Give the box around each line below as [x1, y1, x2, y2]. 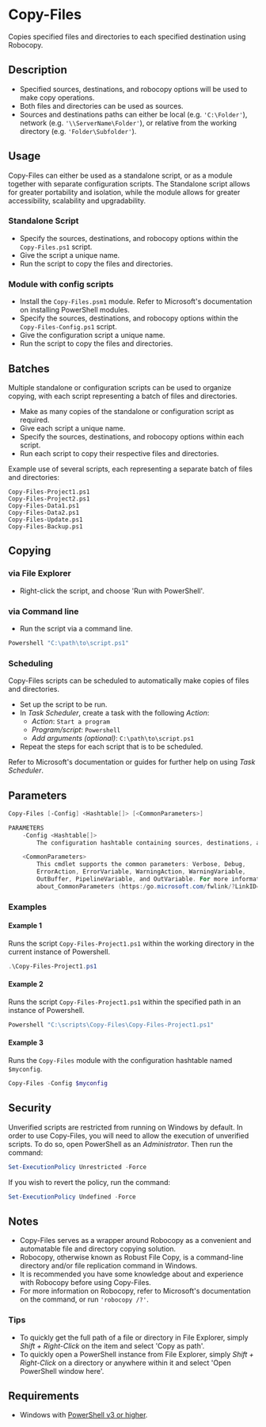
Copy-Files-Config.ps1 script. [19, 322, 117, 332]
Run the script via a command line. [19, 623, 133, 633]
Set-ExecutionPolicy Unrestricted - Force [8, 1163, 147, 1171]
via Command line [8, 605, 79, 616]
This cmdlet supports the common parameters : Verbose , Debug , [36, 861, 246, 869]
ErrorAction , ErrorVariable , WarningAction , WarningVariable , [36, 868, 246, 876]
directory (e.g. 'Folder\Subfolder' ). [19, 126, 137, 136]
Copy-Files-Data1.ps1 [8, 501, 80, 509]
